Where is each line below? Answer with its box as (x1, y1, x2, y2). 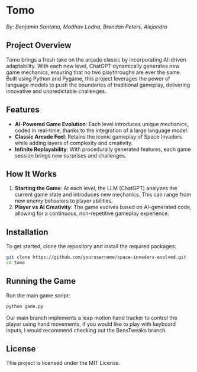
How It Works (6, 169, 57, 179)
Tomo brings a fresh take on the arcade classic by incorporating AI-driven (6, 56, 186, 63)
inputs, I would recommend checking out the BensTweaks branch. (6, 326, 167, 333)
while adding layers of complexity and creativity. (14, 139, 133, 146)
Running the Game (6, 276, 76, 286)
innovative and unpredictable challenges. (6, 87, 106, 95)
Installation (6, 227, 49, 237)
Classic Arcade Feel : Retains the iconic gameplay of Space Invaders (14, 133, 182, 140)
